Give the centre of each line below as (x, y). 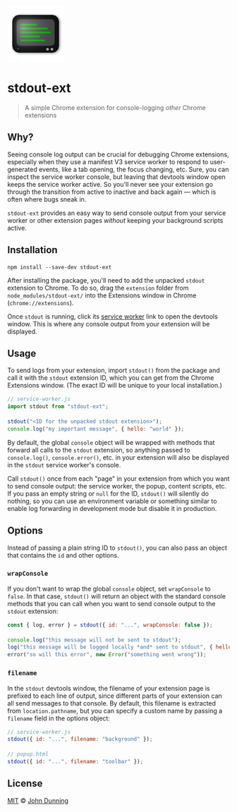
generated (22, 169)
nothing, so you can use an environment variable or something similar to (112, 501)
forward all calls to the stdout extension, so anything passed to (99, 450)
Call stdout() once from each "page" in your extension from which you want (119, 479)
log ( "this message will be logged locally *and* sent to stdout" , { (110, 647)
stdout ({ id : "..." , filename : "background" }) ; (80, 739)
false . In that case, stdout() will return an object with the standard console (116, 596)
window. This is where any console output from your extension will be (109, 324)
